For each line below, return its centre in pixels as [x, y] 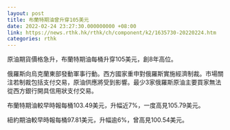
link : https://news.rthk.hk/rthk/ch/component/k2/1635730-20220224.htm [112, 32]
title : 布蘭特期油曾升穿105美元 [48, 20]
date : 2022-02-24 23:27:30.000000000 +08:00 [72, 26]
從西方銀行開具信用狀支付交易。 [52, 91]
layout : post [26, 13]
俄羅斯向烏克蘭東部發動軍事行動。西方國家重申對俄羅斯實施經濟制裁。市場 [112, 74]
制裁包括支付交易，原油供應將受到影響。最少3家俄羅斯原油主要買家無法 [120, 82]
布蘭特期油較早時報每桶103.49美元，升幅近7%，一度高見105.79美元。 [106, 105]
